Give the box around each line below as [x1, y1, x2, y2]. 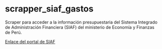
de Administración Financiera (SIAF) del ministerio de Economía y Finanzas [5, 24, 155, 30]
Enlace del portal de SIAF [5, 38, 56, 44]
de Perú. [5, 29, 22, 35]
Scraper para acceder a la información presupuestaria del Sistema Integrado [5, 19, 158, 25]
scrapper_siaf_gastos [5, 3, 94, 14]
